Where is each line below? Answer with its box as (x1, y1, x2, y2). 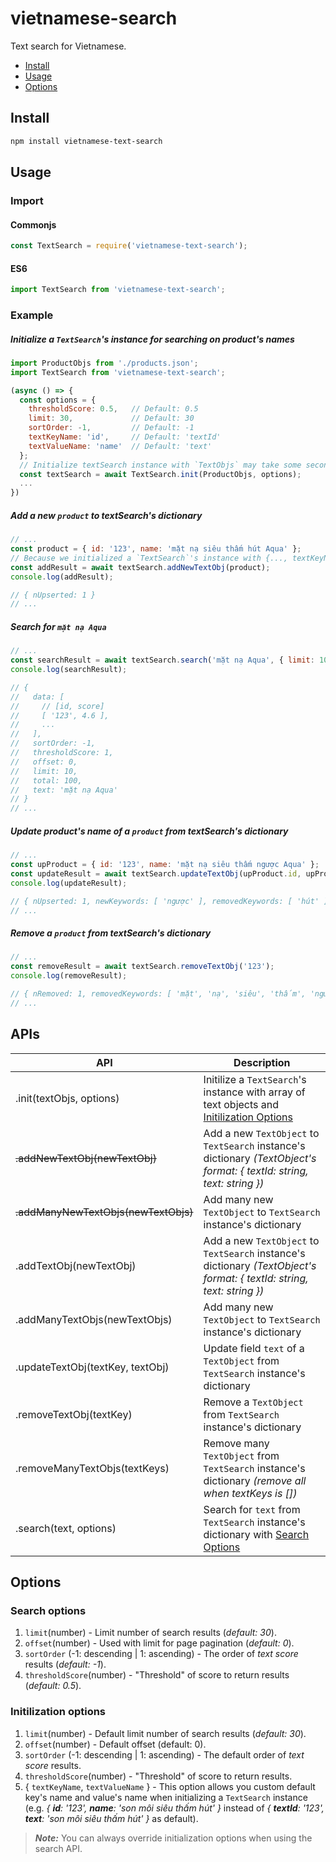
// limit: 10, (10, 766, 78, 776)
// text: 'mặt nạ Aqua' (10, 785, 118, 795)
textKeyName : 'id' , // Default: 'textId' (28, 432, 222, 442)
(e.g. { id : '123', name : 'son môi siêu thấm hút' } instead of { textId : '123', (24, 1802, 325, 1814)
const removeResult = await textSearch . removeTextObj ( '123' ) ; (10, 962, 275, 972)
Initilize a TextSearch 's (203, 1072, 307, 1086)
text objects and (203, 1097, 280, 1111)
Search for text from (203, 1502, 301, 1516)
